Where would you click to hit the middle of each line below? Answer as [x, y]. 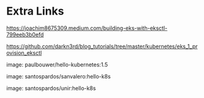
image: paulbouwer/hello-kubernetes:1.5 [57, 65]
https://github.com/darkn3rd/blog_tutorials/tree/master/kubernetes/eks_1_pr [102, 46]
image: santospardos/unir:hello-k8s [51, 88]
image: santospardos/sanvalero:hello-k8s [59, 76]
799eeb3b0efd [25, 34]
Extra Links [35, 11]
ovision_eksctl [24, 52]
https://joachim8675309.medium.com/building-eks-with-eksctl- [87, 28]
